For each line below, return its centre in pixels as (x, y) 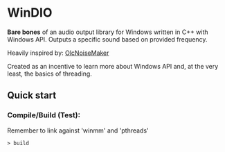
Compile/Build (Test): (44, 115)
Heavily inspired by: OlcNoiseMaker (58, 53)
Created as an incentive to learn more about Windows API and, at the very (113, 66)
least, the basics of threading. (49, 74)
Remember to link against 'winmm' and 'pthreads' (78, 130)
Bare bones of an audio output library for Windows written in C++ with (108, 32)
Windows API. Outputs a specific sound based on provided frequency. (107, 39)
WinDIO (30, 13)
